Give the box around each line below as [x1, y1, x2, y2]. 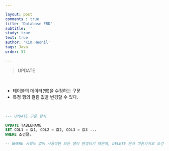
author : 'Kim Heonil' [5, 40, 51, 45]
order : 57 [5, 49, 26, 54]
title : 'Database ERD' [5, 21, 53, 26]
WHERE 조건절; [5, 132, 32, 137]
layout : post [5, 12, 33, 17]
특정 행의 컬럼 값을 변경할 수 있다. [12, 94, 78, 100]
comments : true [5, 16, 39, 22]
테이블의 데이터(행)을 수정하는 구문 [12, 88, 81, 94]
